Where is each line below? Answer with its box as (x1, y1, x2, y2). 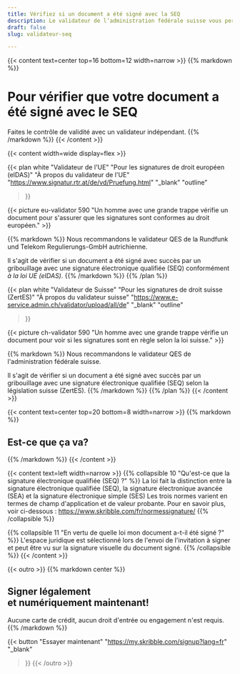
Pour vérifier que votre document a (7, 89, 219, 105)
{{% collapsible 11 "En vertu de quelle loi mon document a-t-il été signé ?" (7, 528, 225, 537)
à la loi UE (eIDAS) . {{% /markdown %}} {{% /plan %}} (7, 272, 168, 280)
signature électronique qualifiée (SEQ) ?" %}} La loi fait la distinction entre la (7, 477, 232, 485)
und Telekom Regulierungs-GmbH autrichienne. (7, 242, 148, 251)
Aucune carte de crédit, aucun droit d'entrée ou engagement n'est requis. (7, 615, 225, 624)
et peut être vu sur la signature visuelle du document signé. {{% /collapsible (7, 544, 231, 552)
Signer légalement (7, 585, 91, 598)
